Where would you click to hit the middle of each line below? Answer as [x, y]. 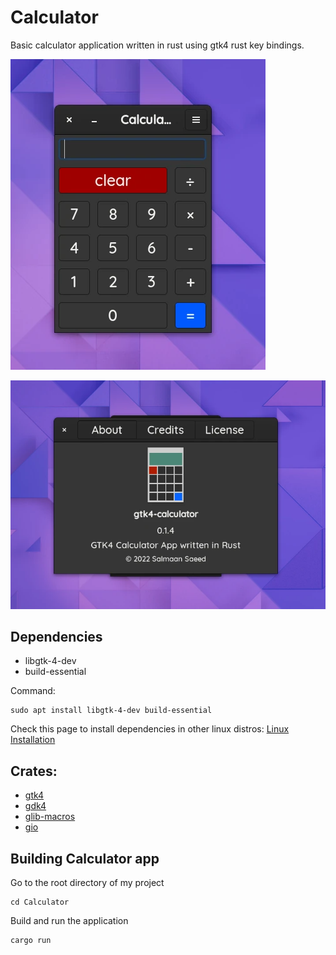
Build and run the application [69, 921]
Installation [33, 740]
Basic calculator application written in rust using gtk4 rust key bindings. [157, 45]
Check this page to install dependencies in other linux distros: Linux [150, 729]
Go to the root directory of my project [87, 883]
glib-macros [50, 817]
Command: [33, 691]
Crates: [34, 771]
